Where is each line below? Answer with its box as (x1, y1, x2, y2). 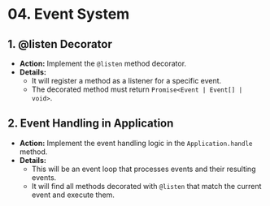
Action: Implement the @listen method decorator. (19, 58, 187, 68)
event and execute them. (31, 190, 115, 200)
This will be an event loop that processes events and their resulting (31, 164, 256, 174)
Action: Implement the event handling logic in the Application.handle (19, 138, 253, 148)
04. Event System (7, 5, 130, 24)
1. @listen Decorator (7, 37, 113, 51)
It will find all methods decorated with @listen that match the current (31, 181, 262, 191)
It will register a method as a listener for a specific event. (31, 76, 222, 85)
